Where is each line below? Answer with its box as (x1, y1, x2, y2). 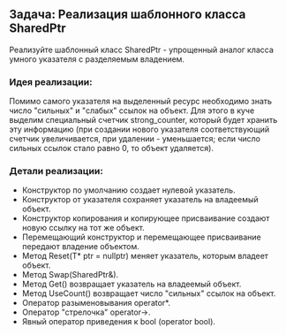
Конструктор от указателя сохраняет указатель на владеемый (21, 194, 259, 205)
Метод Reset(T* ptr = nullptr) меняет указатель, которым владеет (21, 251, 269, 262)
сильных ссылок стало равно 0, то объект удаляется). (9, 143, 214, 154)
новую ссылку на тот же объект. (21, 223, 146, 233)
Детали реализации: (9, 165, 103, 178)
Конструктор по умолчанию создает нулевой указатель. (21, 185, 236, 195)
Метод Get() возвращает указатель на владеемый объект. (21, 278, 242, 290)
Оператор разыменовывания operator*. (21, 298, 170, 308)
